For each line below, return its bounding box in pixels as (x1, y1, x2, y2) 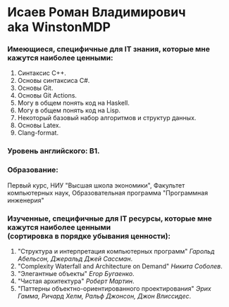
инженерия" (7, 196, 44, 204)
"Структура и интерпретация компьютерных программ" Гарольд (17, 247, 215, 255)
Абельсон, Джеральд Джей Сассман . (17, 254, 132, 263)
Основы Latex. (17, 121, 61, 130)
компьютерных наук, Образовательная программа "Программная (7, 188, 209, 197)
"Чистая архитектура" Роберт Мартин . (17, 277, 135, 285)
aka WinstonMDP (7, 19, 111, 35)
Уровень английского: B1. (7, 146, 100, 156)
